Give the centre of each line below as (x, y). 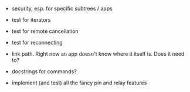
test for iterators (31, 20)
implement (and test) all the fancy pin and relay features (79, 83)
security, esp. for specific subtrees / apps (62, 8)
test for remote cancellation (45, 31)
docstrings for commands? (44, 71)
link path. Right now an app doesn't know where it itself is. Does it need (98, 54)
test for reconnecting (37, 42)
